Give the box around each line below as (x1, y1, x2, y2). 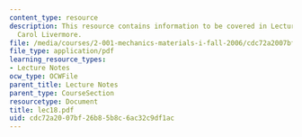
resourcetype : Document (9, 96, 99, 106)
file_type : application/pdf (9, 47, 115, 56)
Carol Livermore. (17, 30, 83, 39)
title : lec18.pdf (9, 105, 75, 114)
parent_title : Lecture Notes (9, 80, 119, 89)
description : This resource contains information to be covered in (9, 22, 268, 31)
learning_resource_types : (9, 55, 106, 64)
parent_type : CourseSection (9, 88, 115, 97)
